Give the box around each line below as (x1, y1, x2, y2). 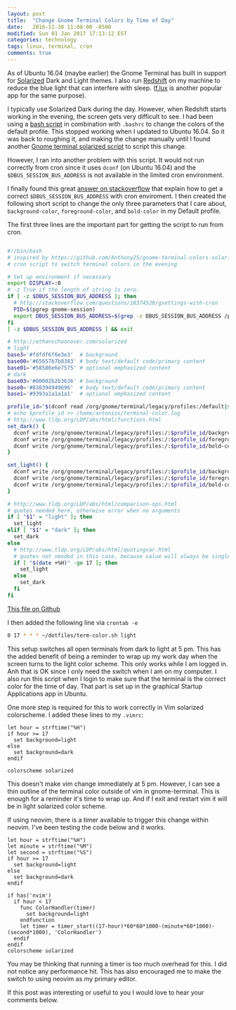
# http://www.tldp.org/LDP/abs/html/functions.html (7, 416, 162, 423)
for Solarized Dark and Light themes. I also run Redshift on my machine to (7, 76, 221, 84)
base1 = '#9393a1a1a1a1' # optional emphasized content (7, 391, 171, 398)
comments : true (7, 50, 52, 57)
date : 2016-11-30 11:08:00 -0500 (7, 23, 112, 30)
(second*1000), (7, 928, 52, 935)
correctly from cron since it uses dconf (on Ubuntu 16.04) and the (7, 163, 197, 171)
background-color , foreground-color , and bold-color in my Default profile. (7, 207, 221, 215)
